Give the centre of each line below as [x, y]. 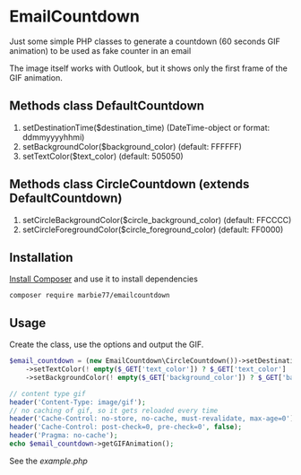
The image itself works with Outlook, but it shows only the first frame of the [149, 68]
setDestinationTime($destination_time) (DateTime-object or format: [146, 127]
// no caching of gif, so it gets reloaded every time [114, 410]
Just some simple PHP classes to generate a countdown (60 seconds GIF [145, 41]
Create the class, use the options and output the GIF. [107, 345]
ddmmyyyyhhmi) [53, 137]
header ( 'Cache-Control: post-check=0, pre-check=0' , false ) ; [126, 427]
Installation [41, 257]
